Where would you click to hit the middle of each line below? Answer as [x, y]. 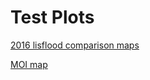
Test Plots [52, 17]
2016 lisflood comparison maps [75, 45]
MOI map [29, 64]
